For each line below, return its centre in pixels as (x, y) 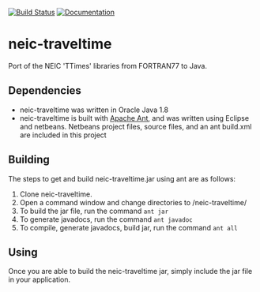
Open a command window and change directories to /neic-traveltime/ (133, 202)
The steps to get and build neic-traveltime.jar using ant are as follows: (122, 178)
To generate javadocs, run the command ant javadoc (106, 219)
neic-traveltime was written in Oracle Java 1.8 (94, 110)
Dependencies (45, 91)
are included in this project (63, 135)
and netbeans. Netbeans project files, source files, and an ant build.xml (136, 126)
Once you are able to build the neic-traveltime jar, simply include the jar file (130, 271)
